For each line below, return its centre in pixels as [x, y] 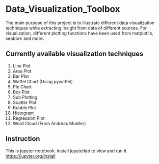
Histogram [23, 113]
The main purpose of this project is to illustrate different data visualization [80, 23]
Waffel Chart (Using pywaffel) [43, 81]
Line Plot [22, 66]
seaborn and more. [25, 38]
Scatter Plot [25, 102]
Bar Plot [21, 76]
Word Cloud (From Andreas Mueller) [49, 123]
